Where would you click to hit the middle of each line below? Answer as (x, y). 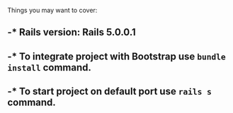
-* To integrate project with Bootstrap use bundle (117, 56)
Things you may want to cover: (52, 10)
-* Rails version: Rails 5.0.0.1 (72, 32)
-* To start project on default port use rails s (110, 91)
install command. (50, 67)
